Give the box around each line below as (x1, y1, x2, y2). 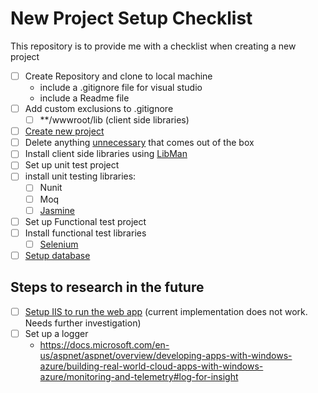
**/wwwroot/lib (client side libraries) (39, 114, 190, 126)
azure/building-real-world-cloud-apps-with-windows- (39, 360, 264, 372)
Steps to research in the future (10, 279, 205, 296)
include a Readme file (39, 92, 130, 104)
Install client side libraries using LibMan (24, 148, 188, 160)
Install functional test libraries (24, 227, 147, 239)
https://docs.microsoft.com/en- (39, 338, 170, 351)
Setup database (24, 249, 91, 261)
